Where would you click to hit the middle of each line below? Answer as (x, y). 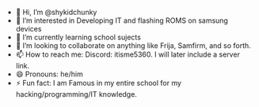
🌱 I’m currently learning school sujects (78, 37)
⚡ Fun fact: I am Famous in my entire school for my (99, 83)
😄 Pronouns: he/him (49, 74)
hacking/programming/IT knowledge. (76, 94)
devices (29, 29)
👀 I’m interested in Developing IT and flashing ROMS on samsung (122, 20)
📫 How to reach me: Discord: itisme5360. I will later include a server (128, 54)
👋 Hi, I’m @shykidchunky (56, 12)
